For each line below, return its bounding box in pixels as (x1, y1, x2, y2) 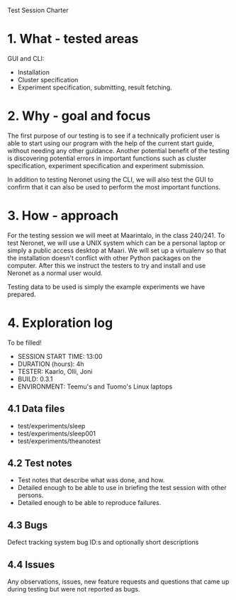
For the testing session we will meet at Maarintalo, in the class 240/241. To (7, 230, 225, 240)
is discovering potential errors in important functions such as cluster (7, 154, 207, 162)
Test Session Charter (7, 6, 69, 14)
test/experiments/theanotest (17, 436, 101, 445)
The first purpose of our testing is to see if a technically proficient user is (7, 131, 220, 140)
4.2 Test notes (7, 457, 72, 469)
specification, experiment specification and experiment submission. (7, 161, 206, 170)
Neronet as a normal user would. (7, 269, 103, 277)
